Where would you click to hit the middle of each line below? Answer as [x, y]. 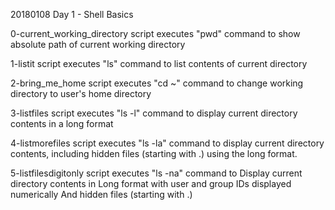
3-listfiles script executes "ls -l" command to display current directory [154, 113]
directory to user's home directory [81, 93]
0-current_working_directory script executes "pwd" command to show [155, 33]
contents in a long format [62, 123]
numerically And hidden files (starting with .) [101, 194]
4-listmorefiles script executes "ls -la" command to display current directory [167, 143]
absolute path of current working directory [98, 44]
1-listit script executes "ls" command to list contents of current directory [159, 63]
